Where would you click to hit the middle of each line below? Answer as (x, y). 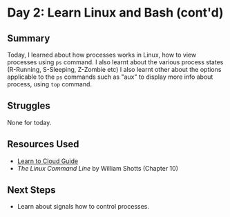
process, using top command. (49, 84)
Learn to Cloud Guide (47, 161)
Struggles (29, 106)
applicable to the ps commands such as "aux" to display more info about (110, 77)
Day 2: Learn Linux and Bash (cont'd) (115, 13)
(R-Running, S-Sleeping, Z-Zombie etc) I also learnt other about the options (114, 69)
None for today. (29, 122)
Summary (29, 38)
